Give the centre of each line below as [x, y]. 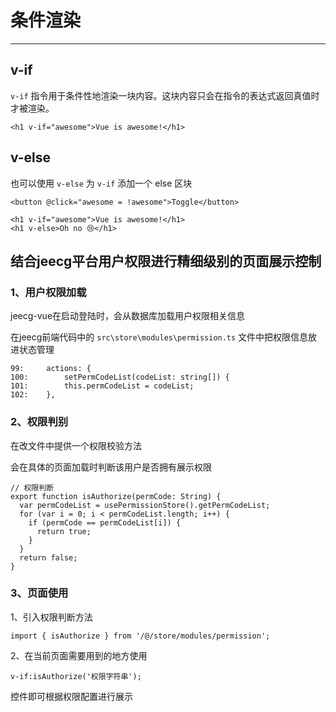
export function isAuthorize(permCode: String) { [116, 496]
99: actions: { [51, 369]
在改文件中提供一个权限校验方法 [76, 445]
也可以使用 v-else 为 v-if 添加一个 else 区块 [101, 183]
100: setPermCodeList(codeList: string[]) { [120, 377]
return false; [48, 557]
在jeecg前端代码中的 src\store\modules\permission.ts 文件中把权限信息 [159, 337]
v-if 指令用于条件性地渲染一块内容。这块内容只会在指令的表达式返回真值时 [165, 95]
